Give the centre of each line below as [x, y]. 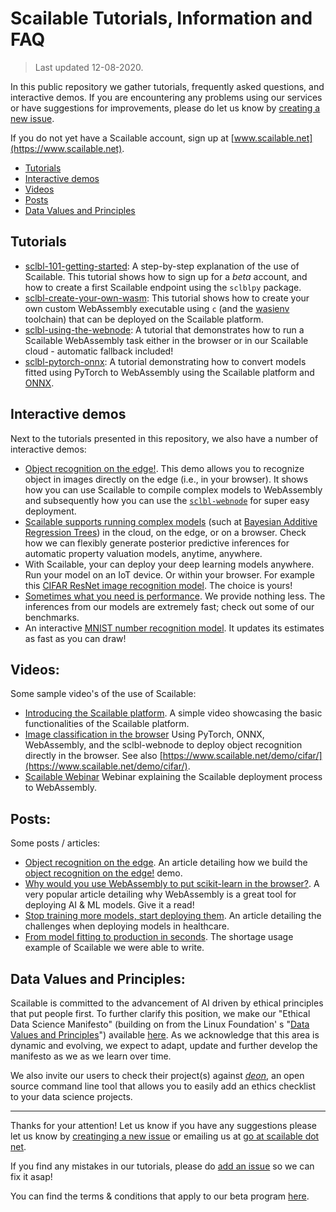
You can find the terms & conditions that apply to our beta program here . [160, 1196]
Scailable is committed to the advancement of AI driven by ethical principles [167, 1003]
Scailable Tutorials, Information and [161, 18]
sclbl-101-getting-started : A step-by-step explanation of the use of [162, 266]
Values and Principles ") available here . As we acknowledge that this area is [165, 1035]
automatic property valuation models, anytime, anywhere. [143, 553]
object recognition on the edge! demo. [103, 873]
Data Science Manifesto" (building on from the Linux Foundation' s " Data [160, 1024]
